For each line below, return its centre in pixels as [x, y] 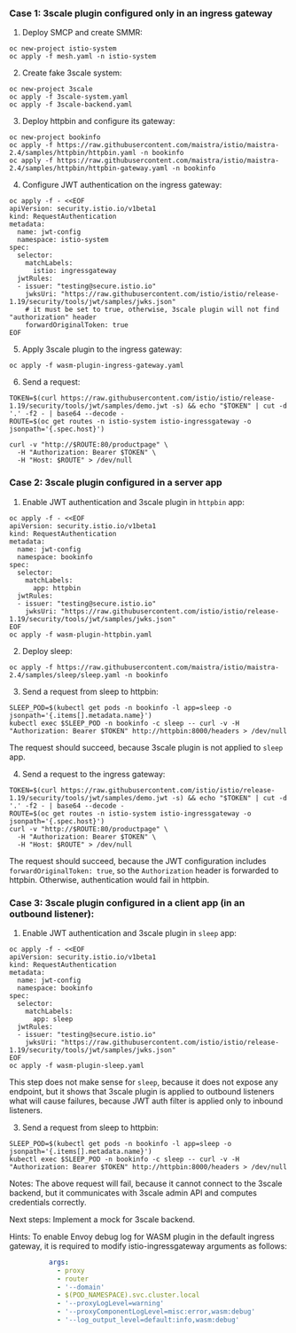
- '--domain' [80, 1287]
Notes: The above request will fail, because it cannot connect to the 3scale [146, 1183]
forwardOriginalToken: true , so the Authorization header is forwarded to [144, 870]
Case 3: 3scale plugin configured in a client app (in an [127, 902]
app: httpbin [57, 588]
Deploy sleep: [47, 651]
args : [58, 1262]
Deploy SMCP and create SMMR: [82, 33]
